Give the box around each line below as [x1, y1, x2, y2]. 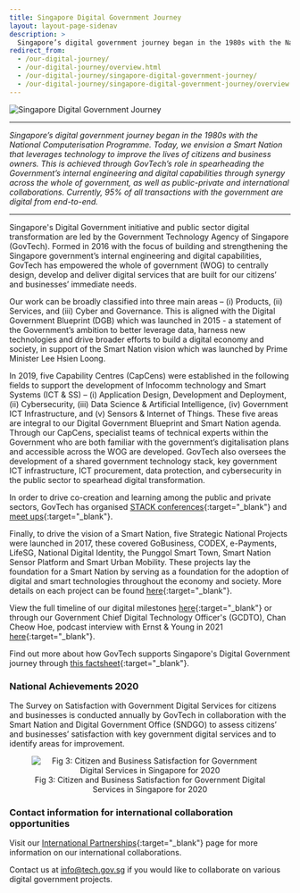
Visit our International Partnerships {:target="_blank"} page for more [9, 838, 259, 848]
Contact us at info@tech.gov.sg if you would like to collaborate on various [9, 864, 281, 875]
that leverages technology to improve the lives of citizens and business [9, 148, 271, 159]
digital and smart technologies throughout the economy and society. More [9, 575, 282, 586]
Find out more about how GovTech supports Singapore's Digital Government [9, 648, 290, 659]
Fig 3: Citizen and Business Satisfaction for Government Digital [34, 774, 266, 785]
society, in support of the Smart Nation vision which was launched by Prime [9, 343, 288, 354]
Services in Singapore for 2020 [92, 783, 208, 795]
